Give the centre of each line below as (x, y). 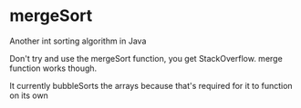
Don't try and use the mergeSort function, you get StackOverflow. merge (146, 58)
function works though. (53, 68)
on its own (29, 95)
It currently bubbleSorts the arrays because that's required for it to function (151, 85)
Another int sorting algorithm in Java (78, 41)
